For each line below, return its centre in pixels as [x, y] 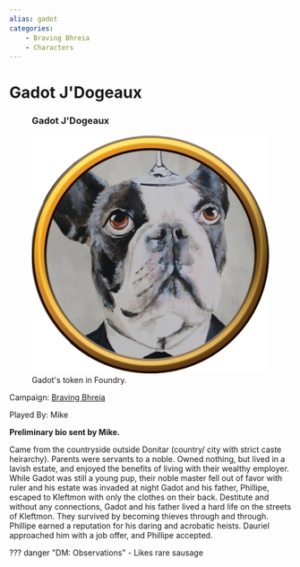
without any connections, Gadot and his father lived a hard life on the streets [150, 506]
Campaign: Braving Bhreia [57, 397]
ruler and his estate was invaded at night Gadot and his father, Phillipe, [140, 487]
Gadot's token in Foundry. [79, 379]
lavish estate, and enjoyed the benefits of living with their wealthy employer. [149, 468]
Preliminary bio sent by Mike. [65, 432]
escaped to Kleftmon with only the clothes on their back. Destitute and [139, 497]
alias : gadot [34, 19]
